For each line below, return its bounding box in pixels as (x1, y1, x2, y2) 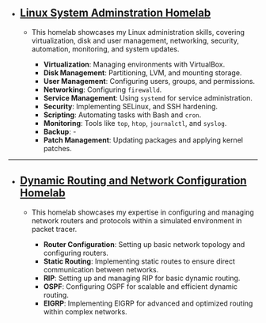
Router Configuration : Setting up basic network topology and (43, 239, 245, 249)
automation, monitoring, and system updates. (31, 44, 180, 54)
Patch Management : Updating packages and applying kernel (43, 135, 244, 145)
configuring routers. (43, 248, 109, 257)
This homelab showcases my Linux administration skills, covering (31, 27, 245, 36)
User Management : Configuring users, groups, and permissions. (43, 76, 256, 85)
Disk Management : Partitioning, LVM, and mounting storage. (43, 67, 242, 78)
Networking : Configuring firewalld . (43, 85, 162, 94)
